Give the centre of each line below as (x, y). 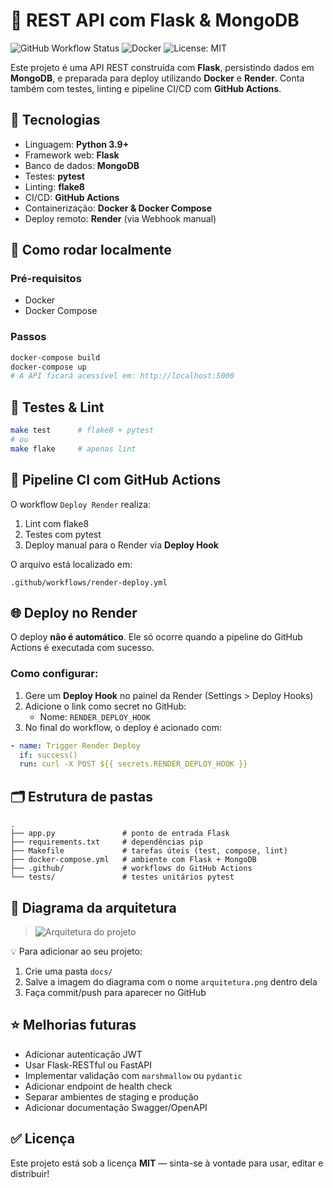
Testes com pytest (63, 534)
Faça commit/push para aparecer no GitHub (115, 992)
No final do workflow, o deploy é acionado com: (123, 727)
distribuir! (30, 1173)
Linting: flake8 (54, 186)
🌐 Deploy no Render (74, 613)
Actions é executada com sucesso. (82, 648)
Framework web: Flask (72, 155)
